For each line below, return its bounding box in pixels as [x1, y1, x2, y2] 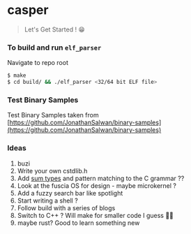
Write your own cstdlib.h [17, 166, 88, 175]
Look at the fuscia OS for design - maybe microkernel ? [17, 181, 176, 190]
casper [7, 2, 49, 18]
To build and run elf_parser [7, 43, 102, 52]
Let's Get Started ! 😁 [24, 25, 85, 34]
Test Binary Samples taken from [7, 111, 99, 119]
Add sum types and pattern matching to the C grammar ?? [17, 174, 185, 182]
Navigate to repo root [7, 59, 68, 67]
